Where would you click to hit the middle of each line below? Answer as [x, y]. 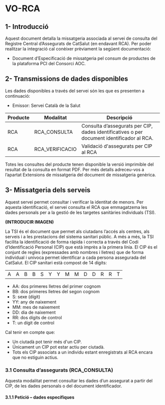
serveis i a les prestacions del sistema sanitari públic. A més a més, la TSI [79, 236]
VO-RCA [23, 9]
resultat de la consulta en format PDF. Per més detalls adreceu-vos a [75, 169]
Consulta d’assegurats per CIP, [117, 126]
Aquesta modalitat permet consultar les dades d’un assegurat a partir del [79, 380]
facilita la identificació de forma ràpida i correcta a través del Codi [72, 242]
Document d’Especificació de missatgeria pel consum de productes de [84, 58]
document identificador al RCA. [117, 138]
